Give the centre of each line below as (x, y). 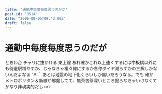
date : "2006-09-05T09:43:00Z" (36, 18)
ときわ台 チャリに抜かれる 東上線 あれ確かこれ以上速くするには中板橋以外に (81, 63)
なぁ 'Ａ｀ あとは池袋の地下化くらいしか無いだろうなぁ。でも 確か (88, 75)
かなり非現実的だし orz (28, 87)
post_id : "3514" (21, 14)
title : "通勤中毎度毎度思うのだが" (37, 9)
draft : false (18, 23)
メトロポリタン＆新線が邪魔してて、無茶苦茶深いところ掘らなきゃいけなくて (81, 81)
